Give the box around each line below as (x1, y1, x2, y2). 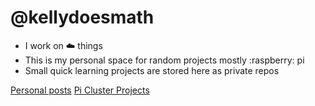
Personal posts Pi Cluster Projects (10, 84, 150, 96)
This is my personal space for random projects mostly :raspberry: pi (24, 54, 305, 66)
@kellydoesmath (10, 6, 155, 29)
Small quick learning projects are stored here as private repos (24, 64, 280, 76)
